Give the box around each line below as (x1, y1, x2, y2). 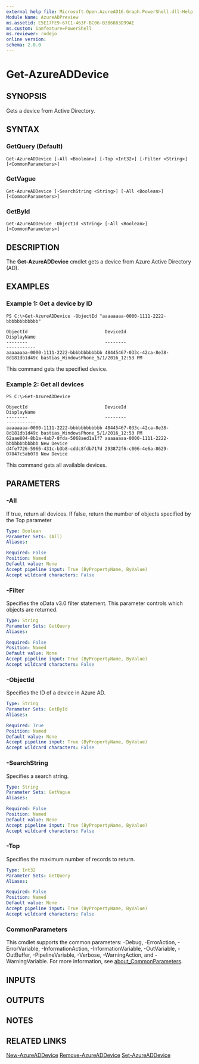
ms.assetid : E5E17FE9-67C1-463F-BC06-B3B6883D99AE (6, 20, 135, 26)
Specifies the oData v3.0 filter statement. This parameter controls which (6, 600, 184, 607)
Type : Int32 (6, 867, 36, 873)
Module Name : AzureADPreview (6, 14, 79, 20)
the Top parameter (6, 516, 52, 523)
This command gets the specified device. (6, 365, 108, 373)
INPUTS (6, 975, 36, 985)
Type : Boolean (6, 528, 42, 534)
